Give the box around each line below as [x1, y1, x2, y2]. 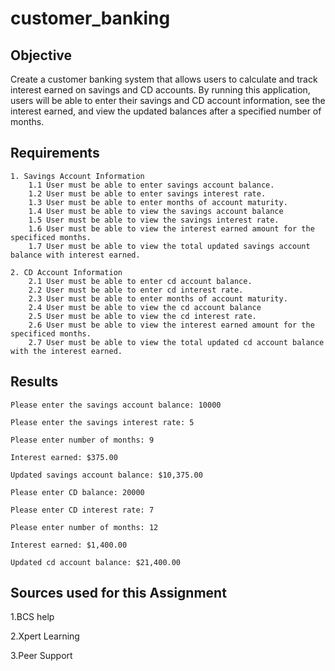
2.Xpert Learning [10, 630, 80, 642]
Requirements [10, 145, 100, 162]
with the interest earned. [10, 346, 123, 356]
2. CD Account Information [10, 267, 123, 277]
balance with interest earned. [10, 250, 141, 260]
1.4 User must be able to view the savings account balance [28, 206, 284, 216]
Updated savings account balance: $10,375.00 [10, 470, 203, 480]
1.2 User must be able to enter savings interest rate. [28, 188, 267, 199]
